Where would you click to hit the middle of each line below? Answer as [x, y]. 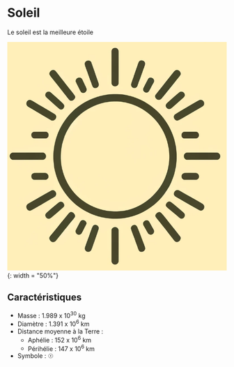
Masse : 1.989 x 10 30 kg [51, 315]
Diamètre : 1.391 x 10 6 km [53, 324]
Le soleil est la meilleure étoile [50, 32]
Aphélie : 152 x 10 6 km [60, 339]
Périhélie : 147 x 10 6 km [61, 348]
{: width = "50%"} [33, 275]
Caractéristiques [45, 298]
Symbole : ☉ [35, 356]
